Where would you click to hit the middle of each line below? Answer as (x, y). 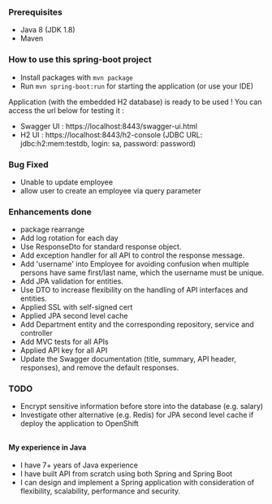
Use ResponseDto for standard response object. (101, 247)
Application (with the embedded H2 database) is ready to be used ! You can (135, 102)
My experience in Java (47, 447)
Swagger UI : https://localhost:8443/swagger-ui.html (108, 126)
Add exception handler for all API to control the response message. (132, 255)
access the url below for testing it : (66, 110)
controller (36, 333)
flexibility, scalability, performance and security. (100, 491)
